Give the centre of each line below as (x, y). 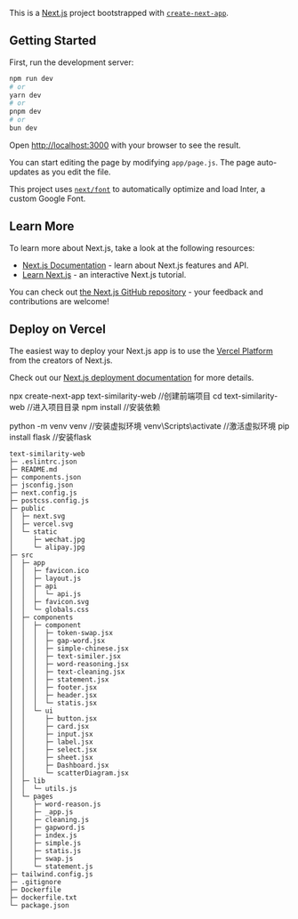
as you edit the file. (76, 172)
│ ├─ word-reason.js (55, 804)
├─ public (28, 508)
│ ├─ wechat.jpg (48, 539)
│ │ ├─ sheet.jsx (51, 757)
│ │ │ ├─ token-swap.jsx (61, 633)
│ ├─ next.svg (37, 516)
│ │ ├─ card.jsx (49, 726)
